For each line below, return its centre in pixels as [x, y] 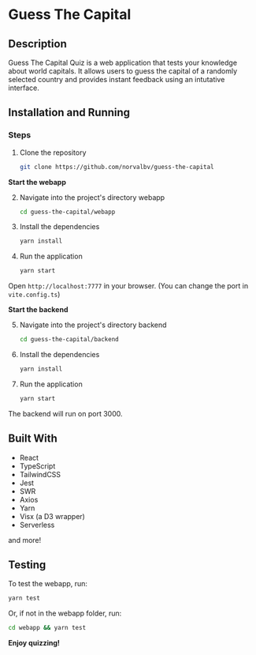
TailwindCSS [40, 474]
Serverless [37, 525]
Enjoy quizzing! [34, 643]
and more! [25, 540]
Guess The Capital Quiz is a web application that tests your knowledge [123, 62]
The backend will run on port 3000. [66, 413]
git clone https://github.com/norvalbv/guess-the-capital [117, 167]
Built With [33, 439]
